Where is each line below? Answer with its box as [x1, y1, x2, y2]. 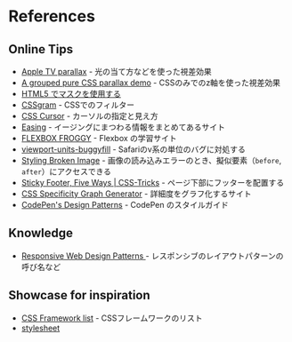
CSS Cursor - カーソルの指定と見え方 [20, 111, 159, 121]
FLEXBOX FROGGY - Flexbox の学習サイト [20, 133, 177, 143]
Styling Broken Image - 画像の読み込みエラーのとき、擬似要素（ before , [20, 155, 282, 165]
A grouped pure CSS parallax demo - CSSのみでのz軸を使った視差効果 [20, 77, 281, 88]
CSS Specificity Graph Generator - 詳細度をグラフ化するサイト [20, 188, 252, 199]
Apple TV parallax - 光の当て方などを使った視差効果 [20, 67, 213, 76]
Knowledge [8, 226, 73, 241]
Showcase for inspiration [8, 288, 150, 303]
